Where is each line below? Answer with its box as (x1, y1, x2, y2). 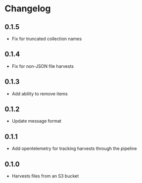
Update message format (11, 118, 61, 124)
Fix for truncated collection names (11, 36, 82, 42)
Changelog (4, 3, 51, 14)
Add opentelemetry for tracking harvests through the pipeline (11, 145, 137, 151)
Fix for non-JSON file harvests (11, 63, 74, 69)
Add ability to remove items (11, 91, 68, 96)
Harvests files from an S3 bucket (11, 173, 79, 179)
